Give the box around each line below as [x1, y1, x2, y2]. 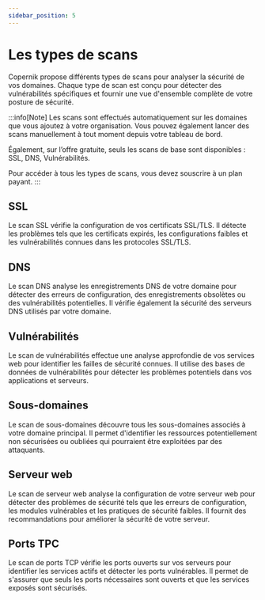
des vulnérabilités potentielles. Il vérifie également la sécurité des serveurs [8, 298, 252, 308]
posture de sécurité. [8, 97, 74, 107]
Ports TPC [8, 537, 59, 551]
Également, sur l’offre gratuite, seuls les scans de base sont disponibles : [8, 144, 246, 154]
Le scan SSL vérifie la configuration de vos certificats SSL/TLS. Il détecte [8, 221, 247, 230]
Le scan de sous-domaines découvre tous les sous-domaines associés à [8, 420, 247, 429]
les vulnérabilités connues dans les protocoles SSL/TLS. [8, 237, 191, 247]
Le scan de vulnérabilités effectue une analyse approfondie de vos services [8, 351, 255, 360]
